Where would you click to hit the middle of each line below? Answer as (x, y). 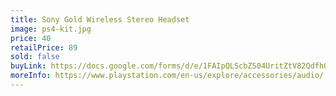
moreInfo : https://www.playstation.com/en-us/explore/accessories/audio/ (167, 76)
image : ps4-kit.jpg (51, 29)
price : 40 (31, 38)
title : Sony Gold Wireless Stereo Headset (100, 19)
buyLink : (28, 66)
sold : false (35, 57)
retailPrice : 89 (44, 47)
